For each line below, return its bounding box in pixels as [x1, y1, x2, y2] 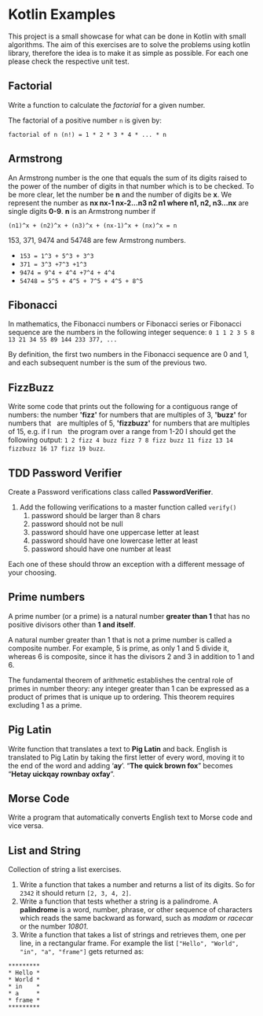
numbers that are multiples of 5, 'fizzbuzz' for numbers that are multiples [8, 418, 250, 428]
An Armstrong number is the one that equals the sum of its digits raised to [8, 173, 247, 182]
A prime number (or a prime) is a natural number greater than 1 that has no [8, 611, 250, 620]
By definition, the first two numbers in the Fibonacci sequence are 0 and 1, [8, 350, 249, 359]
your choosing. [8, 568, 57, 577]
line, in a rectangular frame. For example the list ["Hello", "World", [19, 938, 239, 948]
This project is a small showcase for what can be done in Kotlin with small [8, 31, 247, 41]
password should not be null [31, 519, 123, 528]
